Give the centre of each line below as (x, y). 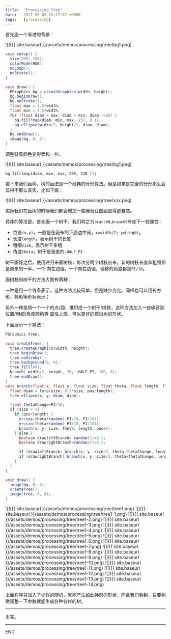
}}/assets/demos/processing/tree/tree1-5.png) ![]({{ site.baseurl (72, 536)
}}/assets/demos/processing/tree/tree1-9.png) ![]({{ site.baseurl (72, 557)
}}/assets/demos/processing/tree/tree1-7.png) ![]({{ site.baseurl (72, 546)
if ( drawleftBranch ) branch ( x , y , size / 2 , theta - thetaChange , (86, 452)
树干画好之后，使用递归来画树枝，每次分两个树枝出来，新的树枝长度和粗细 (83, 262)
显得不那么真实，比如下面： (34, 190)
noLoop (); (20, 68)
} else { (24, 433)
